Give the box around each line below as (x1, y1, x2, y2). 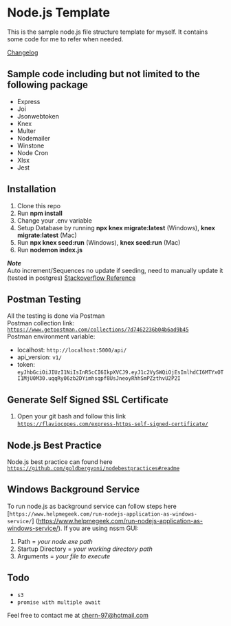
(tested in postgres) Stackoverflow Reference (7, 274, 136, 282)
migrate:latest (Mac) (16, 231, 77, 239)
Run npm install (16, 209, 63, 217)
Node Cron (16, 148, 49, 156)
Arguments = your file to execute (16, 552, 111, 560)
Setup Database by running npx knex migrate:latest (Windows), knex (16, 223, 215, 232)
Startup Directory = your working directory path (16, 545, 153, 553)
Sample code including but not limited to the (7, 68, 201, 80)
